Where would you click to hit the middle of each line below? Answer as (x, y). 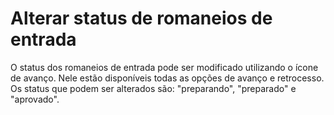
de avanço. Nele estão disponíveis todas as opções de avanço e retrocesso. (167, 78)
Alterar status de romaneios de (141, 18)
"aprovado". (35, 99)
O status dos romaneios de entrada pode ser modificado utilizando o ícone (164, 67)
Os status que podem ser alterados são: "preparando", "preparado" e (153, 88)
